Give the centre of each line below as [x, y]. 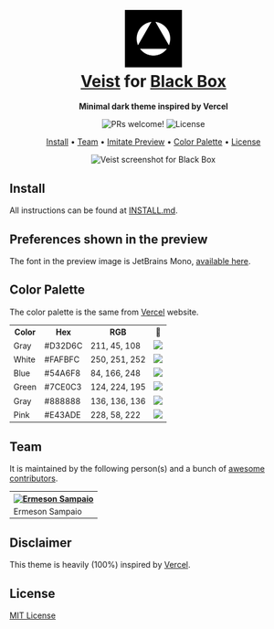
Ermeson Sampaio [47, 511]
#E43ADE [63, 414]
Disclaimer [41, 543]
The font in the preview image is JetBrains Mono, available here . [130, 261]
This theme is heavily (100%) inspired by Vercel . [100, 565]
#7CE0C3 [63, 387]
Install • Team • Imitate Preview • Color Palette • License [153, 142]
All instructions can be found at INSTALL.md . [94, 210]
